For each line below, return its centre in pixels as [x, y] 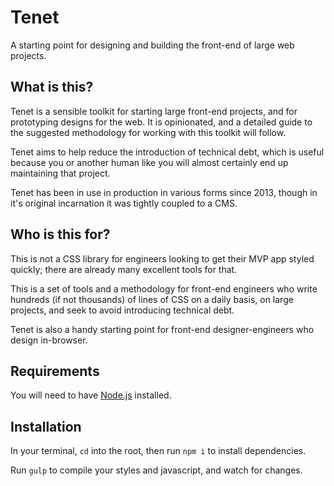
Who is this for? [60, 234]
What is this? [52, 87]
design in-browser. [49, 340]
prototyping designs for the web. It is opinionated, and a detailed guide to [161, 122]
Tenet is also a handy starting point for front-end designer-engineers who [162, 329]
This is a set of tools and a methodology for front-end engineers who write [164, 288]
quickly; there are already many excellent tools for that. [124, 269]
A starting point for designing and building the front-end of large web [152, 45]
